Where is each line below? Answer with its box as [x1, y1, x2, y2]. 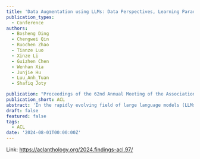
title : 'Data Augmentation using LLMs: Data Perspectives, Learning [6, 8, 180, 15]
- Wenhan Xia [11, 63, 44, 70]
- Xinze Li [11, 53, 39, 59]
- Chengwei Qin [11, 36, 49, 42]
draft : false [6, 107, 39, 113]
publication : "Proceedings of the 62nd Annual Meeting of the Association [6, 91, 196, 97]
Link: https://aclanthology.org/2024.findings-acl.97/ [6, 146, 133, 153]
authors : [6, 25, 28, 31]
